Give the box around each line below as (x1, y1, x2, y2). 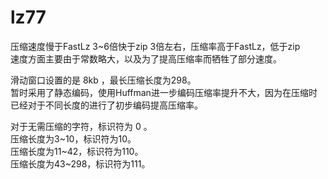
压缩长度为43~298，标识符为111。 (10, 157, 151, 170)
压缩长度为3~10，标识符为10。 (10, 132, 137, 145)
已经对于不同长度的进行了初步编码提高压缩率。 (10, 99, 203, 111)
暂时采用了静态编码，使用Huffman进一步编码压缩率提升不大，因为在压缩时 (10, 86, 318, 98)
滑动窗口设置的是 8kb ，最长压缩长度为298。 (10, 74, 197, 86)
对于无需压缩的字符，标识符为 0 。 (10, 120, 153, 132)
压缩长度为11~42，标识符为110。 (10, 145, 144, 157)
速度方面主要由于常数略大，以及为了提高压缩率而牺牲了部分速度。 (10, 52, 282, 65)
